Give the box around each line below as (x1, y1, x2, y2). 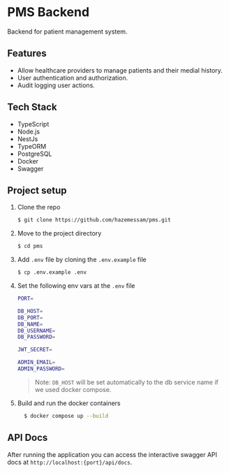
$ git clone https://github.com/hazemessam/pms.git (17, 217, 171, 224)
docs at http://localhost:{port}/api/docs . (7, 458, 133, 466)
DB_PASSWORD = (17, 333, 56, 341)
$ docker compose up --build (24, 412, 109, 419)
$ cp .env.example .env (17, 269, 87, 276)
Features (7, 48, 47, 59)
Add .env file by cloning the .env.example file (17, 256, 147, 264)
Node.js (17, 127, 40, 136)
